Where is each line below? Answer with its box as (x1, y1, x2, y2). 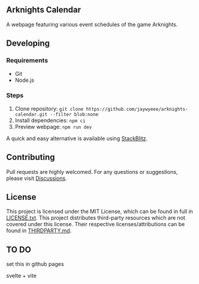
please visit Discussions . (6, 174, 67, 182)
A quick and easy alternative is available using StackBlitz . (6, 135, 148, 142)
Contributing (6, 152, 55, 162)
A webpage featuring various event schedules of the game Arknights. (6, 20, 178, 28)
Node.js (14, 76, 35, 84)
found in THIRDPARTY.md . (6, 227, 72, 234)
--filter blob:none (50, 111, 99, 117)
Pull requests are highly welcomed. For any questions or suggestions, (6, 168, 178, 175)
